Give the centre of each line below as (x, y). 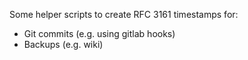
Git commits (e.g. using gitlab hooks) (99, 33)
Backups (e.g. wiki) (63, 44)
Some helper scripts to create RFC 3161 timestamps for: (124, 14)
